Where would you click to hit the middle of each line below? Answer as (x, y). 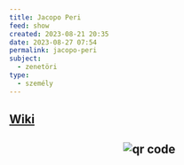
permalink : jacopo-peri (53, 51)
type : (19, 75)
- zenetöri (37, 67)
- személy (35, 83)
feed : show (29, 26)
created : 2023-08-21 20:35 (59, 34)
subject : (25, 59)
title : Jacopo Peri (45, 17)
